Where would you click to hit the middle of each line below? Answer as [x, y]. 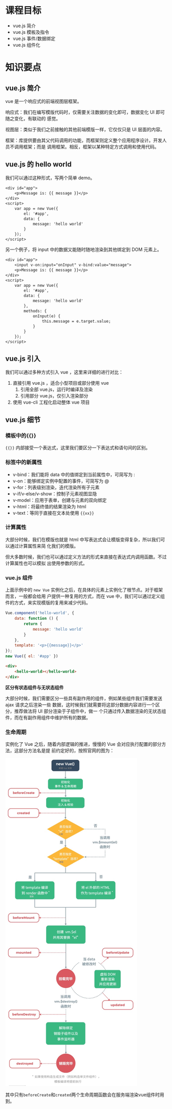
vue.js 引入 [23, 359]
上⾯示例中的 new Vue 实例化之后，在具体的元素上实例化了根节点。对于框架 [84, 590]
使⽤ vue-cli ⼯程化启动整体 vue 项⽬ [51, 402]
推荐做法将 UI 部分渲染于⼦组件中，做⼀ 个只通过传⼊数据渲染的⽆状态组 [90, 711]
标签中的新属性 [24, 463]
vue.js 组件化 [26, 45]
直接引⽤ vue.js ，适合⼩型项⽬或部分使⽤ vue [61, 383]
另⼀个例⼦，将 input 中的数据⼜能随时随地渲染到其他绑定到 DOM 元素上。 [84, 249]
